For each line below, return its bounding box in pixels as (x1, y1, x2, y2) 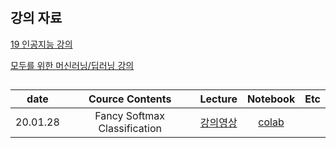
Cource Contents (88, 92, 172, 106)
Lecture (199, 92, 238, 106)
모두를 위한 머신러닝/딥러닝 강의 (10, 59, 135, 71)
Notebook (246, 92, 296, 106)
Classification (98, 122, 162, 135)
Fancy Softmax (94, 109, 166, 122)
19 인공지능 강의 (10, 38, 73, 50)
